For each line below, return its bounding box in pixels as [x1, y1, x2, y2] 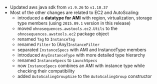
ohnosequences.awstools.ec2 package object [17, 31, 109, 36]
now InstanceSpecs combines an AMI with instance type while [17, 62, 145, 68]
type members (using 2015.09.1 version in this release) [17, 20, 131, 26]
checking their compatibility [17, 68, 75, 74]
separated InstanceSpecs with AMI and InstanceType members [17, 47, 146, 52]
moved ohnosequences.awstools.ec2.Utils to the [17, 25, 118, 31]
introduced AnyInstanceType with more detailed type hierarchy [17, 52, 145, 58]
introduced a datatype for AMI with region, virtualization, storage [17, 15, 152, 20]
